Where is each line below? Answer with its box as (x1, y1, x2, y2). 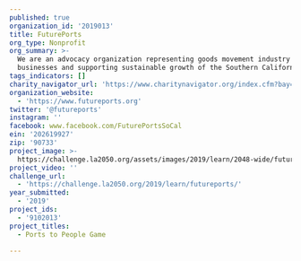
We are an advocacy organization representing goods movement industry (17, 55, 291, 64)
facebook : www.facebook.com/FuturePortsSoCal (9, 122, 182, 131)
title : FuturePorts (9, 30, 82, 39)
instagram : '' (9, 113, 63, 122)
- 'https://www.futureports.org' (17, 96, 142, 106)
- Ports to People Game (17, 230, 106, 239)
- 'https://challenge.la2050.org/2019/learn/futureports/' (17, 180, 243, 189)
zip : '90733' (9, 138, 58, 147)
